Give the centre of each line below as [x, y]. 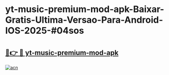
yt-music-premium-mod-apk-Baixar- [85, 9]
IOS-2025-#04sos [45, 31]
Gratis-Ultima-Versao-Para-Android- [84, 20]
